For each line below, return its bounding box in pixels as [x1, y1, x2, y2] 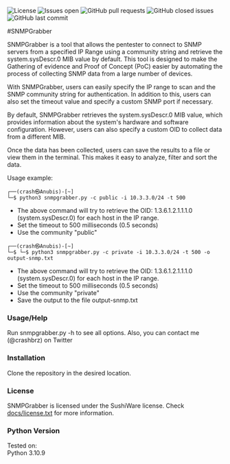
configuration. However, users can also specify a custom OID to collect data [7, 126, 222, 133]
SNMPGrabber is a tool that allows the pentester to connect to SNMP [7, 40, 203, 48]
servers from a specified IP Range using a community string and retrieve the [7, 48, 223, 56]
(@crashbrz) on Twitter [7, 336, 73, 345]
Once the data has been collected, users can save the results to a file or [7, 146, 211, 154]
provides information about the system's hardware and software [7, 118, 189, 126]
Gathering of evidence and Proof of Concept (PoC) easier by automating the [7, 62, 223, 70]
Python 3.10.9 [7, 449, 46, 457]
